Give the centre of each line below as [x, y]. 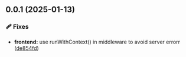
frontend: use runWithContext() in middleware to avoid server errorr [97, 42]
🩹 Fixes [17, 27]
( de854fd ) [26, 48]
